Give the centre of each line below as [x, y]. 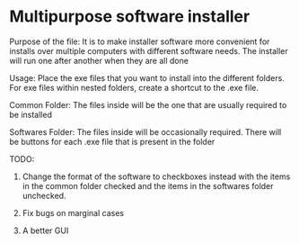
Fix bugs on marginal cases [73, 212]
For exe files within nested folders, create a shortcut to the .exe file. [134, 87]
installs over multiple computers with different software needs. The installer [149, 50]
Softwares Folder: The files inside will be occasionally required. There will [145, 131]
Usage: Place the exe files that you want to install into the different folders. [147, 77]
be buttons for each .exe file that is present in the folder [112, 141]
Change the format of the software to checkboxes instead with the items [156, 176]
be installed [31, 114]
